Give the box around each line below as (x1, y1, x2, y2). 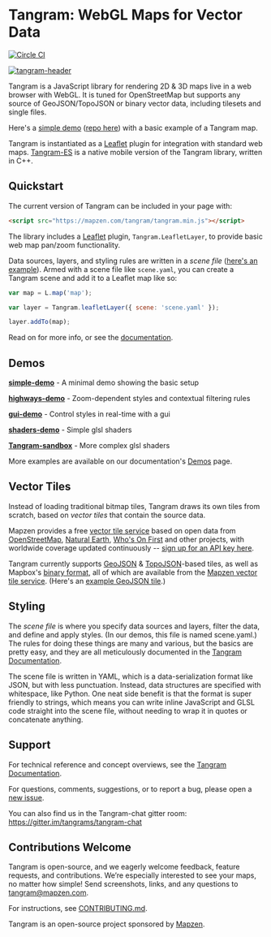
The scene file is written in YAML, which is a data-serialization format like (8, 671, 254, 681)
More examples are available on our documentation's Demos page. (8, 456, 233, 466)
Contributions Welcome (8, 840, 131, 854)
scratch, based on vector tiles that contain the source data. (8, 510, 206, 520)
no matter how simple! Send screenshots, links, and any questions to (8, 879, 239, 889)
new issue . (8, 792, 45, 802)
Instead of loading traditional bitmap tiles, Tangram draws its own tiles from (8, 501, 260, 511)
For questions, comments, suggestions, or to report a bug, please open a (8, 784, 252, 793)
